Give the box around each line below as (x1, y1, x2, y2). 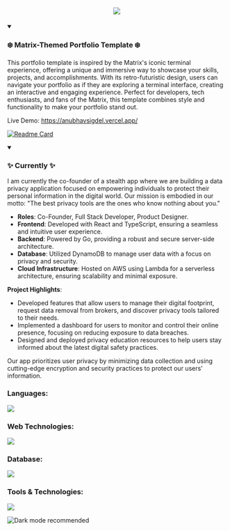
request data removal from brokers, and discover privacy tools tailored (17, 306, 220, 314)
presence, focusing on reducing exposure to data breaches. (17, 328, 189, 337)
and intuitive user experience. (17, 227, 103, 236)
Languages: (7, 389, 49, 399)
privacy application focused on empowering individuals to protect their (7, 184, 210, 192)
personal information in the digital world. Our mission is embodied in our (7, 192, 214, 200)
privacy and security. (17, 256, 78, 265)
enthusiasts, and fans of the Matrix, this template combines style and (7, 95, 205, 104)
